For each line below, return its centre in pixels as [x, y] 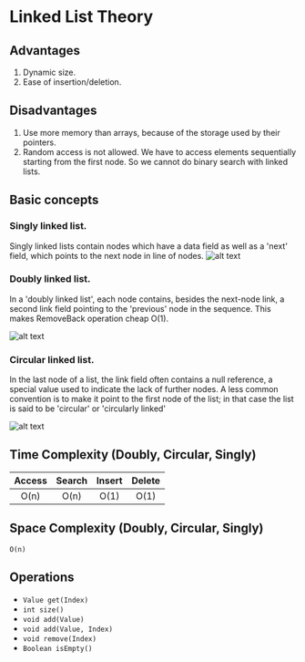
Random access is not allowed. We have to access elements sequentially [159, 151]
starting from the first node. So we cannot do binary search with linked [155, 161]
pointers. [39, 142]
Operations [42, 578]
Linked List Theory [81, 17]
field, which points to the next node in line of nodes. [107, 255]
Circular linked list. [52, 359]
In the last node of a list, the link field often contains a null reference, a [141, 379]
